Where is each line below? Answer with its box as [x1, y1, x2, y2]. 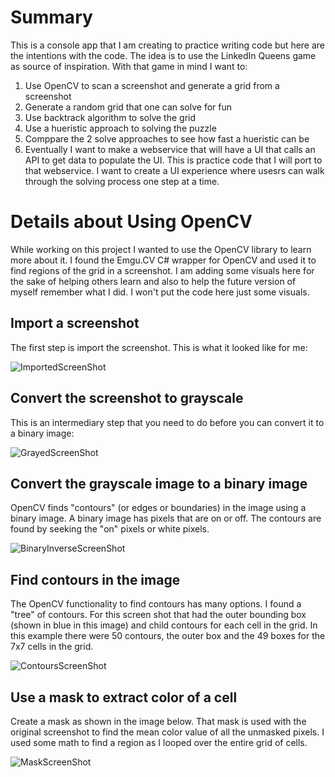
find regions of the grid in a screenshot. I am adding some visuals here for [10, 264, 315, 276]
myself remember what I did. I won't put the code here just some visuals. [10, 286, 310, 298]
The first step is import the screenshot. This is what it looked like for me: [10, 341, 308, 353]
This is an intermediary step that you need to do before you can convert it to [10, 416, 325, 428]
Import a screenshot [10, 315, 140, 332]
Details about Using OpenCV [10, 211, 253, 233]
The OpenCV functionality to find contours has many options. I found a [10, 598, 302, 610]
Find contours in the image [10, 571, 181, 588]
